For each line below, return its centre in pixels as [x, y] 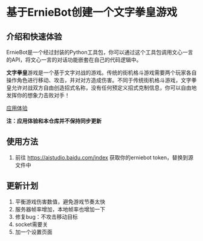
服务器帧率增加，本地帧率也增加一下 [60, 209]
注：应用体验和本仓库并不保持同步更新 [54, 121]
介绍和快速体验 [34, 37]
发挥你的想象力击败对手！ [38, 95]
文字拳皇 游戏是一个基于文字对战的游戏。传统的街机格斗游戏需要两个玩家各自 [101, 72]
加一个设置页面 [34, 232]
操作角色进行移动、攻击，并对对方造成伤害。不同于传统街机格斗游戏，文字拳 [101, 80]
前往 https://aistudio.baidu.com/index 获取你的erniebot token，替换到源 [104, 157]
